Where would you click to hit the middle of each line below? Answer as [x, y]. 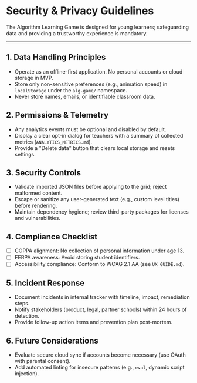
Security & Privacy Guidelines [80, 11]
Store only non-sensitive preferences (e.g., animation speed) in [91, 84]
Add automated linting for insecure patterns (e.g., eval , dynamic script [99, 367]
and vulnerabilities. [37, 218]
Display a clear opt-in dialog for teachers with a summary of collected [99, 135]
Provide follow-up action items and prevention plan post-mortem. [94, 322]
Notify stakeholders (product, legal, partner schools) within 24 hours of [101, 309]
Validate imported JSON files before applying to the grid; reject [91, 187]
